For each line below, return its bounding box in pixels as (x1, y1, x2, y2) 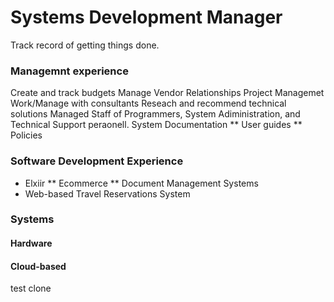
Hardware (10, 237, 53, 250)
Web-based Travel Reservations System (24, 187, 191, 200)
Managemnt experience (10, 64, 129, 78)
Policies (10, 129, 43, 141)
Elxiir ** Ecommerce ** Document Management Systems (24, 177, 259, 189)
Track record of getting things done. (10, 39, 160, 51)
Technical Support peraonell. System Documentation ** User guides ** (10, 119, 303, 131)
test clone (10, 282, 52, 295)
